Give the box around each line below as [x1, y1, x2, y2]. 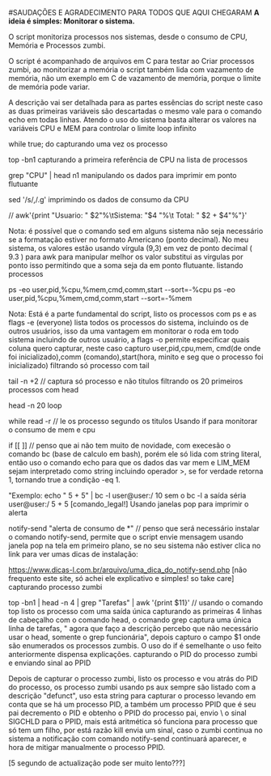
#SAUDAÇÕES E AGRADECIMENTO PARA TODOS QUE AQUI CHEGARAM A [8, 8, 260, 17]
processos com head [8, 385, 79, 394]
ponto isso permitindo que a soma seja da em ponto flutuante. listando [8, 261, 243, 270]
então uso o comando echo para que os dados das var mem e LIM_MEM [8, 458, 251, 467]
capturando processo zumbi [8, 583, 103, 592]
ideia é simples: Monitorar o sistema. [8, 16, 135, 26]
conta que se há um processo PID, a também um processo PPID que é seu [8, 700, 256, 709]
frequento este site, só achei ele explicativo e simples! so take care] [8, 574, 235, 583]
